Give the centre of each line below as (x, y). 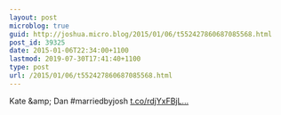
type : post (29, 68)
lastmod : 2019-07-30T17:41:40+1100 (75, 59)
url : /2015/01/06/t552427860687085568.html (91, 76)
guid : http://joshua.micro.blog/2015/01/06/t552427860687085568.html (141, 34)
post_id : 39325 (37, 42)
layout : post (33, 17)
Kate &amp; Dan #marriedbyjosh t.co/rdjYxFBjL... (99, 101)
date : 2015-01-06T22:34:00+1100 (69, 51)
